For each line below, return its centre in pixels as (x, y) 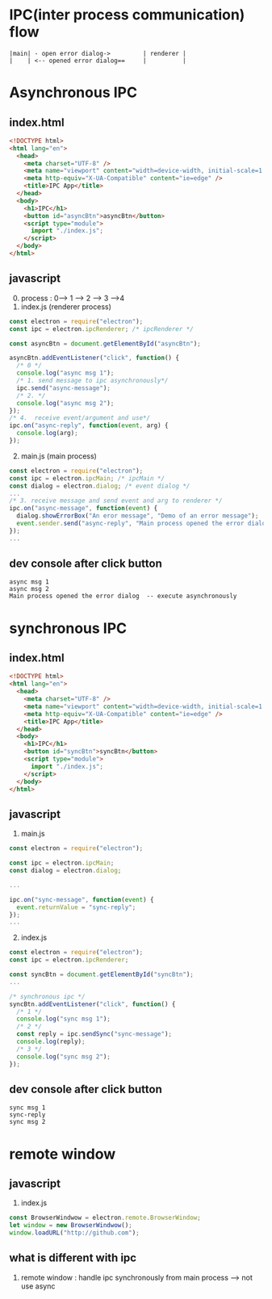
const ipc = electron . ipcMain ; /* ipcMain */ (87, 478)
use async (38, 1286)
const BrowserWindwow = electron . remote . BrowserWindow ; (105, 1218)
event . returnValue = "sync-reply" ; (76, 907)
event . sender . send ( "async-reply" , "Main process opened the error (130, 523)
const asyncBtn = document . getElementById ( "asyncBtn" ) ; (105, 344)
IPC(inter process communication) (127, 15)
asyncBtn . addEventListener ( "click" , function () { (94, 358)
